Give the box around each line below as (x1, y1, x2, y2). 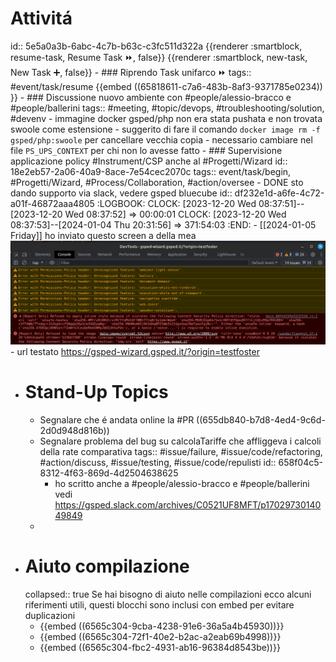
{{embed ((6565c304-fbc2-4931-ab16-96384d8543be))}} (39, 641, 281, 653)
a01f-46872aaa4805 (10, 197, 95, 209)
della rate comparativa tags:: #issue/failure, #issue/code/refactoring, (39, 445, 323, 457)
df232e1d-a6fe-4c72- (234, 187, 325, 199)
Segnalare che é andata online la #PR (39, 413, 195, 426)
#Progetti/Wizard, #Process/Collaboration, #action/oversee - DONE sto (10, 176, 304, 188)
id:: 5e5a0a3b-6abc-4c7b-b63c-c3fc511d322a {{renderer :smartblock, (10, 40, 303, 52)
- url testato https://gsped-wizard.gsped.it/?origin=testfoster (10, 345, 260, 357)
